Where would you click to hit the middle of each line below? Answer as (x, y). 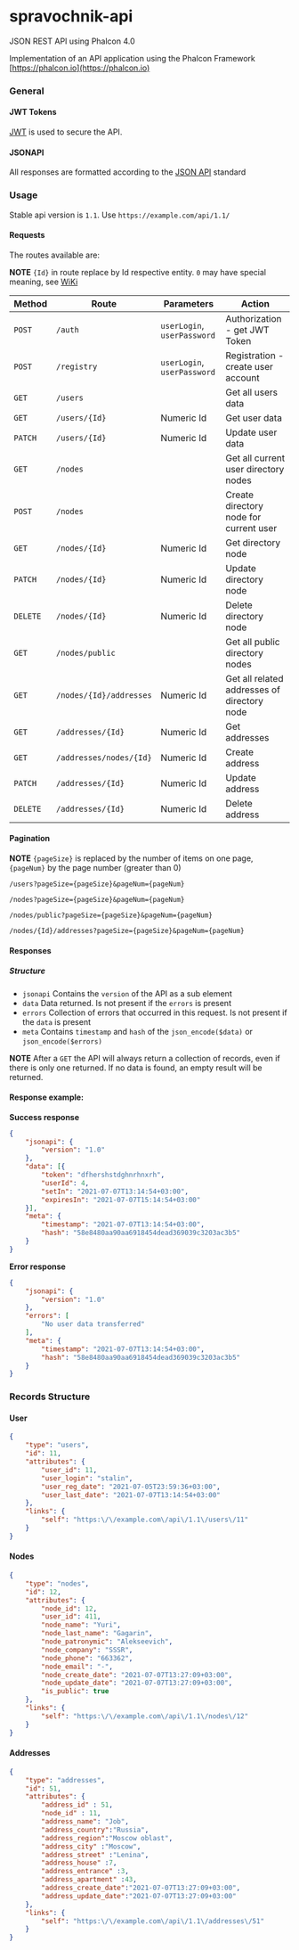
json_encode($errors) (62, 1041)
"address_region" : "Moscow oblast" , (107, 1838)
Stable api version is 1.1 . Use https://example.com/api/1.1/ (120, 215)
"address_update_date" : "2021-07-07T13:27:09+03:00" (139, 1896)
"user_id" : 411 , (71, 1617)
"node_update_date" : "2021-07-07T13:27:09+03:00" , (137, 1683)
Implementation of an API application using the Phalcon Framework (132, 58)
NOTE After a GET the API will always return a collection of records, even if (145, 1058)
